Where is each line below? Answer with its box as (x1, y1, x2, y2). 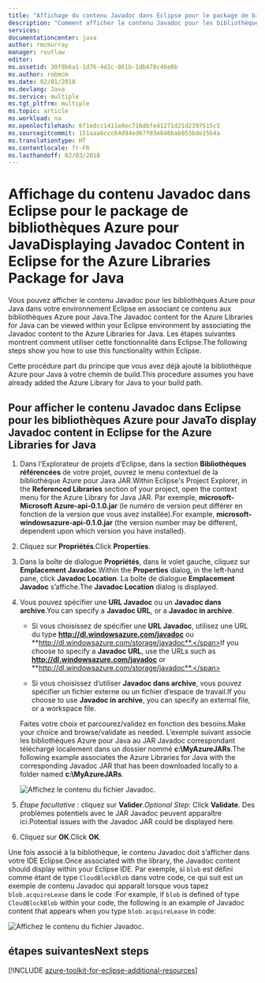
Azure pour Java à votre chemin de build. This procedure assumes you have (8, 369, 254, 380)
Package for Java (8, 270, 125, 287)
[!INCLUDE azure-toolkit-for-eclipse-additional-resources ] (8, 966, 198, 975)
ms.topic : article (8, 108, 69, 115)
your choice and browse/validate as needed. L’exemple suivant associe (19, 728, 252, 736)
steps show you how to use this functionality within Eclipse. (8, 346, 202, 356)
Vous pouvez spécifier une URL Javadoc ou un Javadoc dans (19, 598, 222, 607)
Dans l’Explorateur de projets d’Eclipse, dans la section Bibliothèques (19, 459, 247, 468)
